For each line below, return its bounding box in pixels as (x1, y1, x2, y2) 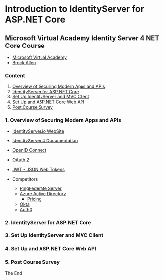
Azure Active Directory (19, 190, 66, 196)
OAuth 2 (12, 157, 30, 163)
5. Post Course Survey (5, 259, 60, 266)
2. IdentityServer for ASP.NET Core (5, 219, 91, 226)
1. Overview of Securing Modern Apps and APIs (5, 117, 121, 124)
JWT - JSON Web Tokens (12, 166, 65, 172)
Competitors (12, 176, 38, 182)
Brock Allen (12, 60, 36, 65)
